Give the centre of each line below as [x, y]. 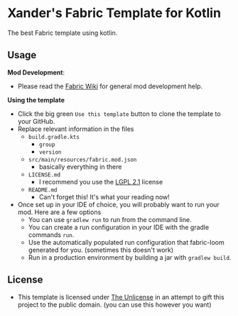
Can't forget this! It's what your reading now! [104, 196]
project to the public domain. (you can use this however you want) [114, 305]
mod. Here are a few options [59, 212]
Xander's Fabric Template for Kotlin [114, 13]
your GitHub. [36, 121]
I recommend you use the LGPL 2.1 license [101, 181]
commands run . [51, 235]
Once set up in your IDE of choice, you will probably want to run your [119, 204]
